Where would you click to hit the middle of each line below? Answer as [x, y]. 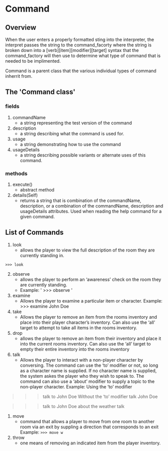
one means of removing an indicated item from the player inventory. [90, 443]
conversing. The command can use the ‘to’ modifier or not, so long [89, 365]
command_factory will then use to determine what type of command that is [83, 56]
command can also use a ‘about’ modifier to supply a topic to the [87, 381]
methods [16, 173]
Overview [21, 28]
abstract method [37, 189]
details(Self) [25, 195]
